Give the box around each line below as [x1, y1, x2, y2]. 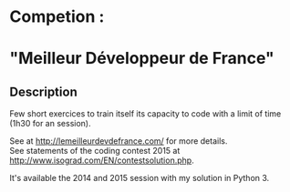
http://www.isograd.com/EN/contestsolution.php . [9, 155, 194, 166]
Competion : [9, 6, 105, 27]
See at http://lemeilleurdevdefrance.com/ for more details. [9, 136, 228, 147]
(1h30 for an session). [9, 118, 91, 129]
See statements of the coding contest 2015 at [9, 146, 181, 157]
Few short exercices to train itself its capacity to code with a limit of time [9, 108, 282, 119]
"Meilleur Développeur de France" [9, 48, 275, 69]
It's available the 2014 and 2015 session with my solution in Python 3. [9, 173, 270, 184]
